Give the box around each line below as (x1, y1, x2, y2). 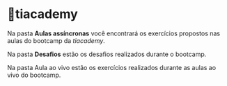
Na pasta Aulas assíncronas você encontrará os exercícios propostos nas (7, 29, 221, 37)
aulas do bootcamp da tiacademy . (7, 36, 106, 44)
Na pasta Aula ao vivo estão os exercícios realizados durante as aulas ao (7, 63, 217, 71)
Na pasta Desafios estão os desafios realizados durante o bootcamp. (7, 50, 207, 58)
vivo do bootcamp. (7, 71, 61, 79)
